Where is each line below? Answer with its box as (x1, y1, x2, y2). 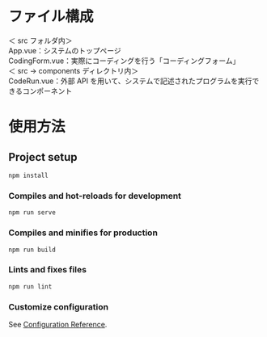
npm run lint (8, 282, 53, 291)
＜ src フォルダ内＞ (8, 36, 73, 45)
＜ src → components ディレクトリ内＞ (8, 65, 139, 75)
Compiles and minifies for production (8, 227, 158, 238)
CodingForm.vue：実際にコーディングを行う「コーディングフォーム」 (8, 56, 240, 65)
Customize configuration (8, 301, 109, 312)
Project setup (8, 150, 78, 164)
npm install (8, 171, 49, 179)
